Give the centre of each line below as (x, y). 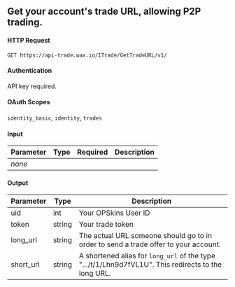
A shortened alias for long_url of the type (147, 256)
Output (18, 183)
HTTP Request (29, 40)
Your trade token (106, 225)
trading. (25, 23)
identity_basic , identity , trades (55, 118)
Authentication (30, 71)
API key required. (32, 86)
